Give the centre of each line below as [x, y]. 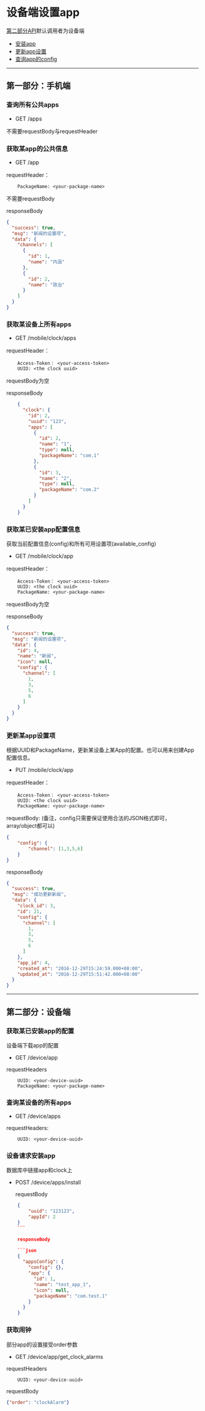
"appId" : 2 [42, 1217]
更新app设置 [31, 51]
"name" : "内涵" [47, 262]
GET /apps [29, 118]
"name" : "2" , [55, 478]
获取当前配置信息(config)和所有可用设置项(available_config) [81, 544]
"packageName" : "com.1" [69, 456]
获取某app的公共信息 [37, 149]
